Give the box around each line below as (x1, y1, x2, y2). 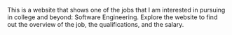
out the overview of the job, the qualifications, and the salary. (7, 21, 184, 28)
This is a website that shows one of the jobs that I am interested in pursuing (7, 6, 226, 14)
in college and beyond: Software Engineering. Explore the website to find (7, 13, 218, 21)
